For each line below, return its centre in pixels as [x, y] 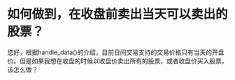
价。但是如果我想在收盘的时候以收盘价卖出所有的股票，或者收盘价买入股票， [117, 61]
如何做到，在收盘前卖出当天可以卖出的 [118, 14]
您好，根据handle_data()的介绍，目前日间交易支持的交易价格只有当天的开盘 [116, 52]
